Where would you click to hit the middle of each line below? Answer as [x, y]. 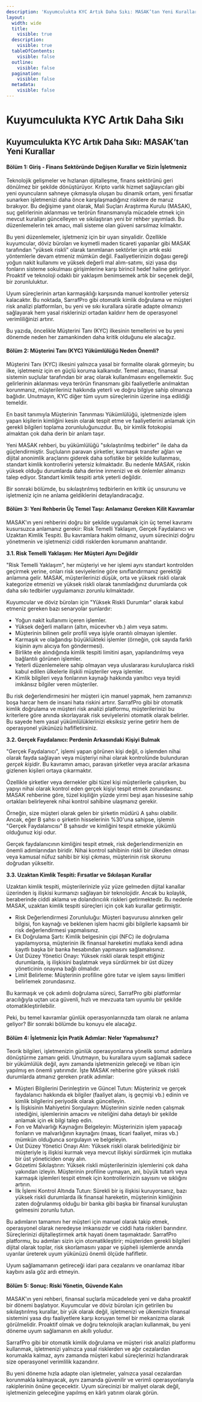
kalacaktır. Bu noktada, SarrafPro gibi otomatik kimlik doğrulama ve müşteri [99, 299]
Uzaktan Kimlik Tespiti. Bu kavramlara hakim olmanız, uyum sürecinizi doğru [101, 535]
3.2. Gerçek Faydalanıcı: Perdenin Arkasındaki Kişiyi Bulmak [83, 740]
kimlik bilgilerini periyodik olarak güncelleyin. [70, 1101]
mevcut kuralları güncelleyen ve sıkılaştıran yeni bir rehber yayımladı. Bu [95, 219]
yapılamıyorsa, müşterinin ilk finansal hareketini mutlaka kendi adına [99, 943]
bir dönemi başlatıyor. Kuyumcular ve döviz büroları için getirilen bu [90, 1306]
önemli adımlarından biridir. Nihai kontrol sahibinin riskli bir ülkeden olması [98, 851]
